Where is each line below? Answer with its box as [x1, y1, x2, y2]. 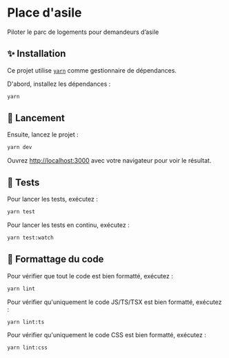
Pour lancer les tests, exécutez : [7, 195, 99, 204]
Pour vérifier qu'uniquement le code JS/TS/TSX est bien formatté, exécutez [7, 298, 222, 306]
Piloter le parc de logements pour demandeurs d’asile [7, 28, 159, 36]
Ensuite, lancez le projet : [7, 130, 79, 139]
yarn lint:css [7, 344, 48, 351]
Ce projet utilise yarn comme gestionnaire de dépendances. [7, 66, 177, 74]
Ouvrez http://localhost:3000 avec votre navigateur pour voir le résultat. [7, 156, 212, 165]
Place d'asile [7, 5, 82, 21]
